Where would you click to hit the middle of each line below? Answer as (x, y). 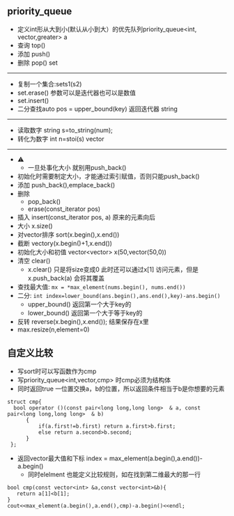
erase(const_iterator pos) (64, 209)
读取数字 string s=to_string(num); (65, 130)
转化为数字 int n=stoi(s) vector (61, 139)
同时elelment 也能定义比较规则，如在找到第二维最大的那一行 (114, 474)
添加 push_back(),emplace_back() (66, 185)
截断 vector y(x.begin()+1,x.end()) (65, 243)
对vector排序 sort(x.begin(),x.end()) (68, 234)
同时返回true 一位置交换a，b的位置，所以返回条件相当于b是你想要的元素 (121, 389)
